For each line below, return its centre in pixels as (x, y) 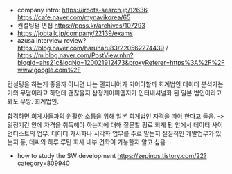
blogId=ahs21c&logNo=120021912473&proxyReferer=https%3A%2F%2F (121, 62)
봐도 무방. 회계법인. (33, 101)
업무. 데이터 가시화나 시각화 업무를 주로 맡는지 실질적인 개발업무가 (126, 133)
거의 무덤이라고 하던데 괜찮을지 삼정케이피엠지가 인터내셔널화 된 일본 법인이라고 (115, 93)
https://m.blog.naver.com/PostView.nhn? (75, 55)
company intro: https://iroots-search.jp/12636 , (83, 10)
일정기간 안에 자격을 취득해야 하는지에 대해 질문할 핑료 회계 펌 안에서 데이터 (109, 125)
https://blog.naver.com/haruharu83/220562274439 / (92, 48)
